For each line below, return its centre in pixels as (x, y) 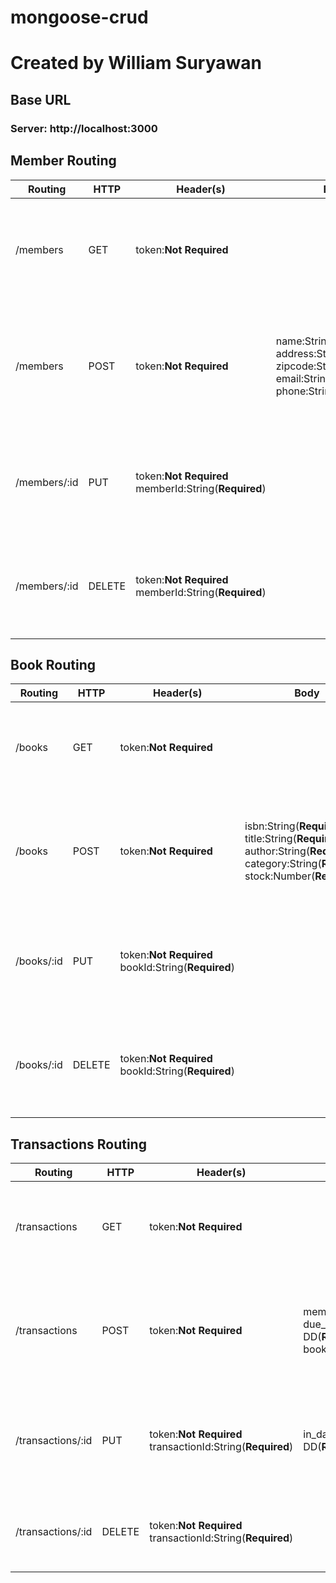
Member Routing (63, 161)
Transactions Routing (78, 1144)
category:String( (283, 864)
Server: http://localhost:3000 (84, 128)
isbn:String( (272, 826)
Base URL (41, 99)
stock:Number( (280, 876)
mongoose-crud (79, 17)
